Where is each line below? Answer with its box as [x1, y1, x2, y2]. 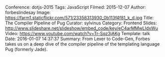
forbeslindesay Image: [5, 9, 51, 15]
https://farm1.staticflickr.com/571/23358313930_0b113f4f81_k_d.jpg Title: [5, 15, 154, 20]
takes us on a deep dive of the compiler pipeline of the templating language [5, 41, 160, 47]
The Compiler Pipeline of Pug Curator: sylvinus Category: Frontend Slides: [5, 20, 158, 26]
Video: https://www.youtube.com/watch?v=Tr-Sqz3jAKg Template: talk [5, 31, 150, 36]
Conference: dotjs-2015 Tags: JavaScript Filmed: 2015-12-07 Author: [5, 4, 146, 10]
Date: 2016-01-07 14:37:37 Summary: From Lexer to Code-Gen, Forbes [5, 36, 150, 42]
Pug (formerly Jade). [5, 47, 48, 52]
